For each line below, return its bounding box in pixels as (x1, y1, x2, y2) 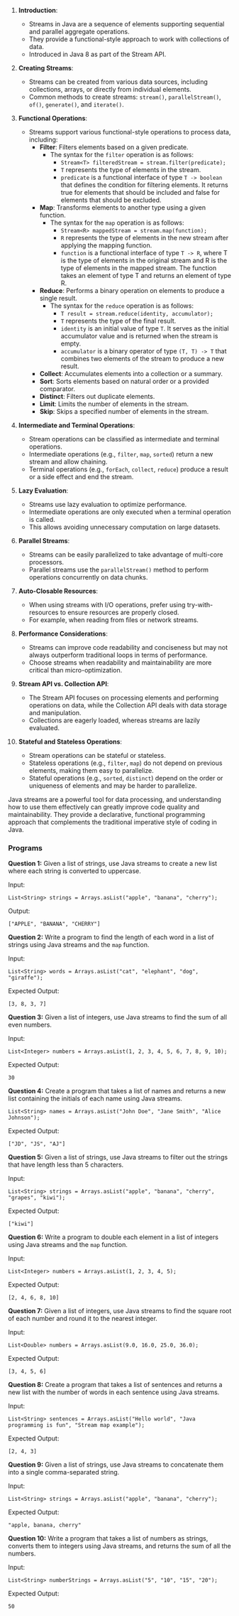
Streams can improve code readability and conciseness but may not (28, 643, 228, 651)
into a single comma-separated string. (8, 1468, 120, 1477)
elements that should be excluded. (60, 196, 162, 204)
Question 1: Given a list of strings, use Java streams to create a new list (8, 860, 218, 868)
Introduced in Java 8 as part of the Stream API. (28, 50, 167, 58)
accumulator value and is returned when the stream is (60, 332, 218, 340)
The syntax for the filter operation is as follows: (50, 151, 194, 159)
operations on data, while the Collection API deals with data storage (28, 701, 228, 710)
